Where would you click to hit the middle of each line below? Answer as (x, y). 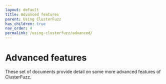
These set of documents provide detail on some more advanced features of (83, 71)
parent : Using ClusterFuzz (33, 19)
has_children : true (25, 24)
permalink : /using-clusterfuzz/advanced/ (49, 33)
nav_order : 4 (19, 28)
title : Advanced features (32, 14)
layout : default (22, 10)
